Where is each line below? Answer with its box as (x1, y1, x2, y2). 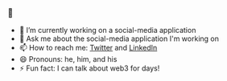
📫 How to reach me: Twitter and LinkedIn (19, 43, 158, 53)
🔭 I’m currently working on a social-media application (19, 26, 196, 35)
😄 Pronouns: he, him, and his (19, 55, 118, 64)
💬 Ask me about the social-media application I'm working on (19, 34, 219, 43)
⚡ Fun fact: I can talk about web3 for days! (19, 63, 160, 73)
